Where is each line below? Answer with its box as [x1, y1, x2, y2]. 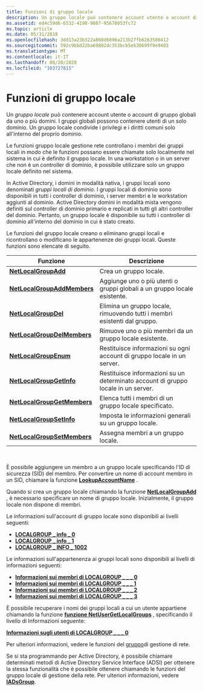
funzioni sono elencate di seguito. [6, 242, 91, 250]
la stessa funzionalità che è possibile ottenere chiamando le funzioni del [6, 666, 185, 673]
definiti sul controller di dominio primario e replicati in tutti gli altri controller [6, 205, 193, 212]
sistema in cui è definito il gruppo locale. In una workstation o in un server [6, 155, 190, 162]
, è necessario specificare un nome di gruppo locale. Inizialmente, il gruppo [6, 495, 194, 502]
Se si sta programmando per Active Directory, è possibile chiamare [6, 652, 173, 660]
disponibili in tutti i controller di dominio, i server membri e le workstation [6, 192, 187, 200]
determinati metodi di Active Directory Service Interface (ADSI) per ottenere [6, 659, 195, 666]
